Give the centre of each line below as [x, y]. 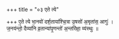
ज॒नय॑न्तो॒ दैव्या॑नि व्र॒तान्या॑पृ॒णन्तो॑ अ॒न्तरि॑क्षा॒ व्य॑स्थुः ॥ [52, 28]
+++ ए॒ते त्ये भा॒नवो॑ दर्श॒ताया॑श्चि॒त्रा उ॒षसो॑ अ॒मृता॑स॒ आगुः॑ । [60, 22]
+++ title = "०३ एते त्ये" [33, 9]
